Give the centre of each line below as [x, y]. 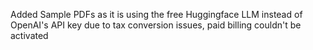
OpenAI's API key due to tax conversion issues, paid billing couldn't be [156, 25]
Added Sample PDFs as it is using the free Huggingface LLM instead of [156, 14]
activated [29, 35]
